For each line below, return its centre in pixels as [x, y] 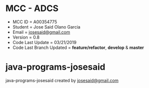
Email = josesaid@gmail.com [41, 32]
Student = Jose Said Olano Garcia [46, 27]
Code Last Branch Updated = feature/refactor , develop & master [78, 47]
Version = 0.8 [26, 37]
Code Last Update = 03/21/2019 [44, 42]
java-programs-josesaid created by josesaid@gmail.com [62, 80]
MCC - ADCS [32, 8]
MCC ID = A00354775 [35, 22]
